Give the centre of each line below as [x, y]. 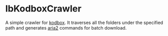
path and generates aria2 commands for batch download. [66, 27]
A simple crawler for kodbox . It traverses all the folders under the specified [84, 22]
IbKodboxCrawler [44, 9]
